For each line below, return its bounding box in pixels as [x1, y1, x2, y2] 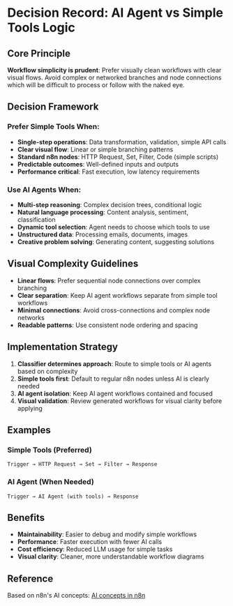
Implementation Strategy [7, 341, 119, 353]
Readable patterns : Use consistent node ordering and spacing [17, 321, 198, 329]
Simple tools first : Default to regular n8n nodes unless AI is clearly [17, 374, 209, 383]
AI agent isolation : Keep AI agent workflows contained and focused [17, 389, 213, 397]
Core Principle [7, 47, 71, 59]
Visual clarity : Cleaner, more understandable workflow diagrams [17, 552, 204, 561]
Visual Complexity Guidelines [7, 258, 139, 270]
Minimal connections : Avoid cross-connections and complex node [17, 305, 211, 315]
